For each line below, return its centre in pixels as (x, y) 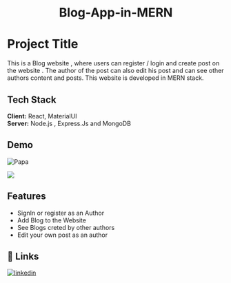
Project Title (43, 44)
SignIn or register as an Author (61, 213)
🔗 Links (23, 256)
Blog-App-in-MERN (116, 13)
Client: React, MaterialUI (42, 116)
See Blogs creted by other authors (66, 227)
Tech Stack (32, 99)
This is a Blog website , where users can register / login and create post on (113, 63)
